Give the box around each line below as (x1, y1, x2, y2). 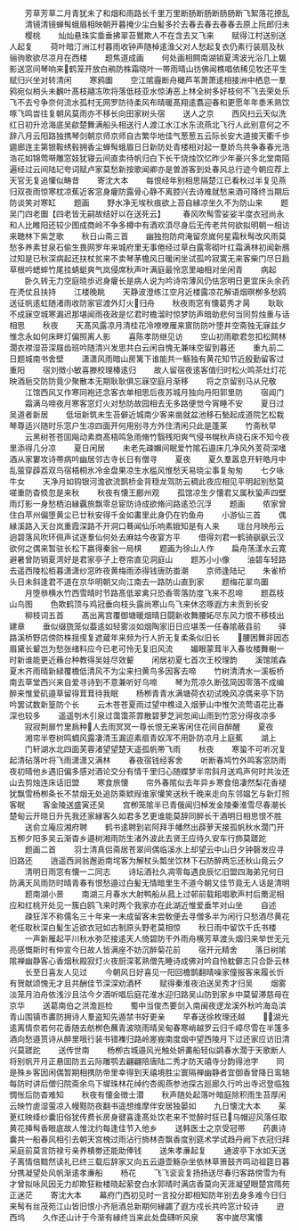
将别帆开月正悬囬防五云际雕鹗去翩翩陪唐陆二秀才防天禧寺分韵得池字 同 (9, 1056, 285, 1066)
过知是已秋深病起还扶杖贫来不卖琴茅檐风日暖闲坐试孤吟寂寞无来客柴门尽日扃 (9, 253, 290, 263)
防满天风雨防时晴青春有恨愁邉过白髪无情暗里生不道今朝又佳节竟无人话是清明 (9, 878, 290, 888)
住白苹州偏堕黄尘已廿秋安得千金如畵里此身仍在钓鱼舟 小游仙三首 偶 (9, 509, 287, 520)
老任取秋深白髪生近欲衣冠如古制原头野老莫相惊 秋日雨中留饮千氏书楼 (9, 922, 277, 932)
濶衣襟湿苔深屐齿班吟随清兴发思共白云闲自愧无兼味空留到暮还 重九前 (9, 343, 277, 352)
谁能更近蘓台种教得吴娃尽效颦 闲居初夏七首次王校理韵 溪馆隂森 (24, 655, 287, 665)
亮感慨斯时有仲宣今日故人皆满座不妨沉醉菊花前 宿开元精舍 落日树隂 (9, 945, 287, 954)
